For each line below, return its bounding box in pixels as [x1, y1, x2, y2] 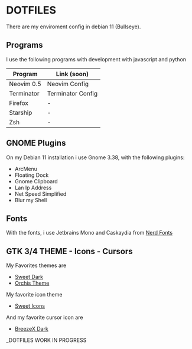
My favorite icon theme [6, 291, 63, 298]
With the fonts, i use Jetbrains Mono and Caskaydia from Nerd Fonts [6, 229, 173, 236]
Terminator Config [47, 89, 98, 97]
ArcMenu [14, 165, 37, 172]
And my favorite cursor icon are [6, 314, 83, 321]
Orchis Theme [14, 279, 50, 287]
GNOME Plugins [6, 138, 66, 148]
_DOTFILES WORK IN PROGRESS [6, 337, 87, 344]
